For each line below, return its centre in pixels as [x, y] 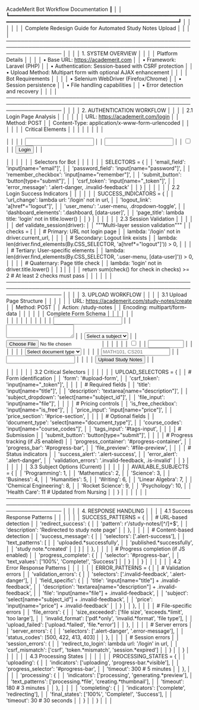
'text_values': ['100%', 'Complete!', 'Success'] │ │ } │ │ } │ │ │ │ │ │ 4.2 [94, 561]
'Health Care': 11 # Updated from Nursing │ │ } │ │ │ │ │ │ [77, 492]
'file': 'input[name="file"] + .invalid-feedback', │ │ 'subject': [116, 593]
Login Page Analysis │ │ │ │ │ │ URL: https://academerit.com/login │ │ [93, 117]
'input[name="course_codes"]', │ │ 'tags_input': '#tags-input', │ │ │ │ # [94, 429]
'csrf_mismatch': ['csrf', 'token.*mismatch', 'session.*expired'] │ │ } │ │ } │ [98, 650]
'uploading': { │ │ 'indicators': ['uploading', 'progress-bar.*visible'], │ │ [93, 662]
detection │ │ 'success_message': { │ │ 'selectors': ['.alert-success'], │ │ [96, 536]
